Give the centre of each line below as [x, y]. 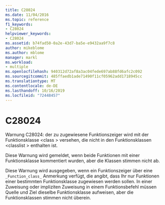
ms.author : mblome [25, 53]
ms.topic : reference [27, 19]
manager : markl [21, 57]
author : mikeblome [25, 48]
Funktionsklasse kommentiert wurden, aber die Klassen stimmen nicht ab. [83, 161]
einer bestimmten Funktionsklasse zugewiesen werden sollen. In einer [79, 182]
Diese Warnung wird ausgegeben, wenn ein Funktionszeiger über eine [79, 171]
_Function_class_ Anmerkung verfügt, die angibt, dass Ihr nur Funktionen [82, 176]
